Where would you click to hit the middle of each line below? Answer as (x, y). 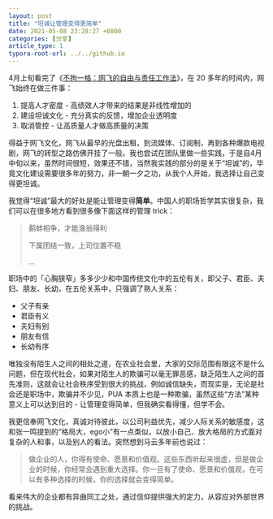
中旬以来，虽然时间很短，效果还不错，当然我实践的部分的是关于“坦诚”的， (133, 163)
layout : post (30, 16)
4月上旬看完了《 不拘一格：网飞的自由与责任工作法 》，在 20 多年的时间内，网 (136, 78)
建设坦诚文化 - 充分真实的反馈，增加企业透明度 (99, 115)
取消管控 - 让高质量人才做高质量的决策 (84, 125)
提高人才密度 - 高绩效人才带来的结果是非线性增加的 (106, 105)
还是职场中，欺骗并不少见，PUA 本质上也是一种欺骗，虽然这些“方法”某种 (137, 394)
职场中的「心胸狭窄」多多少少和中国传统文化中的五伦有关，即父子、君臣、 (133, 278)
